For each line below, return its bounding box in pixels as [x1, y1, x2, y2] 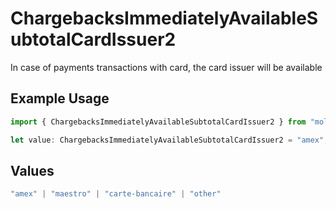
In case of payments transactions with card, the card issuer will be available [10, 61, 323, 73]
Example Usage [10, 90, 110, 107]
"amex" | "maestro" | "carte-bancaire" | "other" [10, 189, 222, 199]
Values [10, 162, 55, 179]
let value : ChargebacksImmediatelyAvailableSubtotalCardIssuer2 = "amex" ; [10, 135, 329, 145]
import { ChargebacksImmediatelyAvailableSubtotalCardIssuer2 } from [10, 117, 307, 127]
